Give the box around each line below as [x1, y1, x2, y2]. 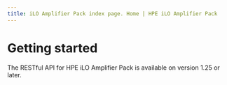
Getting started [7, 40, 98, 56]
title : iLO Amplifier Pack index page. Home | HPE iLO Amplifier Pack [7, 10, 218, 17]
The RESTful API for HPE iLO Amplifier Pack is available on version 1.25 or [7, 63, 221, 72]
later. [7, 70, 22, 79]
